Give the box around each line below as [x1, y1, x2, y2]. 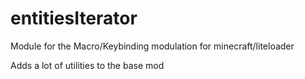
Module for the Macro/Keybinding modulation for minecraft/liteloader [10, 40, 295, 52]
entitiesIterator [10, 7, 138, 30]
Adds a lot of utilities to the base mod [10, 59, 165, 71]
